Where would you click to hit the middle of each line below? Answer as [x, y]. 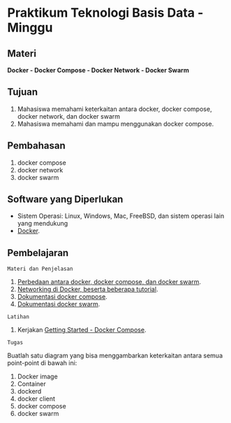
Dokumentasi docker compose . [62, 297]
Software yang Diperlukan [65, 199]
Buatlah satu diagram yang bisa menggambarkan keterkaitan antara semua [115, 356]
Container [32, 384]
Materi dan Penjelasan [40, 269]
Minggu [30, 28]
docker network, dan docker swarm [69, 116]
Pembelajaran [38, 253]
